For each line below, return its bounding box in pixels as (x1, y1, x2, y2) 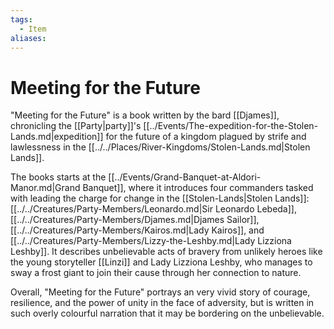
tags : (10, 14, 33, 25)
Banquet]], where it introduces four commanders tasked (82, 182, 314, 194)
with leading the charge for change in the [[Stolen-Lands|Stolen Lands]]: (10, 192, 310, 205)
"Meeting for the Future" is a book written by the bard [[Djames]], (10, 109, 280, 121)
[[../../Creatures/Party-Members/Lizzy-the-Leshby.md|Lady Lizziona (10, 235, 292, 247)
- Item (19, 24, 47, 34)
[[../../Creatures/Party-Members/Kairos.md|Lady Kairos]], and (10, 224, 265, 236)
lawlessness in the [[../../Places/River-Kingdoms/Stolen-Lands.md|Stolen (10, 141, 311, 153)
